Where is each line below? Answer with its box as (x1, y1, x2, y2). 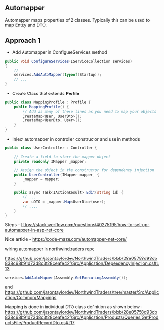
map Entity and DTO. (5, 22, 47, 28)
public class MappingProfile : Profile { (5, 100, 91, 105)
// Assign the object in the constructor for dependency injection (14, 167, 154, 173)
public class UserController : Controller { (5, 145, 97, 150)
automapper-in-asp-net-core (5, 227, 64, 233)
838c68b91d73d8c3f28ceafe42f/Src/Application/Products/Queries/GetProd (5, 314, 159, 320)
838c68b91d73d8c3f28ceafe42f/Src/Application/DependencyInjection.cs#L (5, 260, 159, 266)
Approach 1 (5, 36, 41, 45)
